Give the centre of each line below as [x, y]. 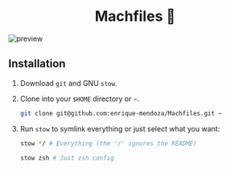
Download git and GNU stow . [69, 83]
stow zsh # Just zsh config [67, 158]
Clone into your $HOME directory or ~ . [79, 99]
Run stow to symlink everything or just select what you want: [120, 128]
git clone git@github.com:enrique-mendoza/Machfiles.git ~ [121, 113]
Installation [37, 64]
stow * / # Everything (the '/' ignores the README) [108, 144]
